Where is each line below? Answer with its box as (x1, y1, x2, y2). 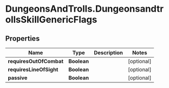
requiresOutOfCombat (8, 58, 64, 65)
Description (94, 49, 123, 56)
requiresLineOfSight (8, 66, 58, 73)
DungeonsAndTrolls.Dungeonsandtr (5, 3, 164, 15)
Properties (5, 34, 40, 43)
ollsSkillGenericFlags (5, 14, 97, 25)
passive (8, 74, 28, 81)
